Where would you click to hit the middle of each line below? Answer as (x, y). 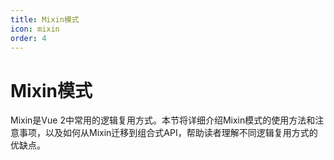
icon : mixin (35, 29)
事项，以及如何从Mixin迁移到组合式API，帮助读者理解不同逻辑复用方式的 (168, 133)
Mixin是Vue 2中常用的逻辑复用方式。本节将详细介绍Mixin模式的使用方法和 (163, 120)
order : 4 (28, 38)
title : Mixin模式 (45, 19)
